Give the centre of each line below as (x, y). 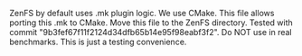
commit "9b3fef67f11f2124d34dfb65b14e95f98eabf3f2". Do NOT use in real (151, 32)
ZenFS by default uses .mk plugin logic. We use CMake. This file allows (142, 13)
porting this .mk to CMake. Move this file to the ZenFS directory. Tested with (151, 23)
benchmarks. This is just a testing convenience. (98, 42)
